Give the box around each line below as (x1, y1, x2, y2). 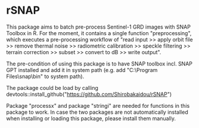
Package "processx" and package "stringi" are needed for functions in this (6, 102, 190, 109)
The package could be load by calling (6, 84, 98, 91)
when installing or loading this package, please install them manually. (6, 114, 176, 122)
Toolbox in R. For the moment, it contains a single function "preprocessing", (6, 29, 192, 36)
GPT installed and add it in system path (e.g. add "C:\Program (6, 66, 158, 73)
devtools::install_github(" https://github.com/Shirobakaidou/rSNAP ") (6, 90, 172, 98)
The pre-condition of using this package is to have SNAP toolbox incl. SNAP (6, 60, 192, 67)
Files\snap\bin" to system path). (6, 73, 85, 80)
